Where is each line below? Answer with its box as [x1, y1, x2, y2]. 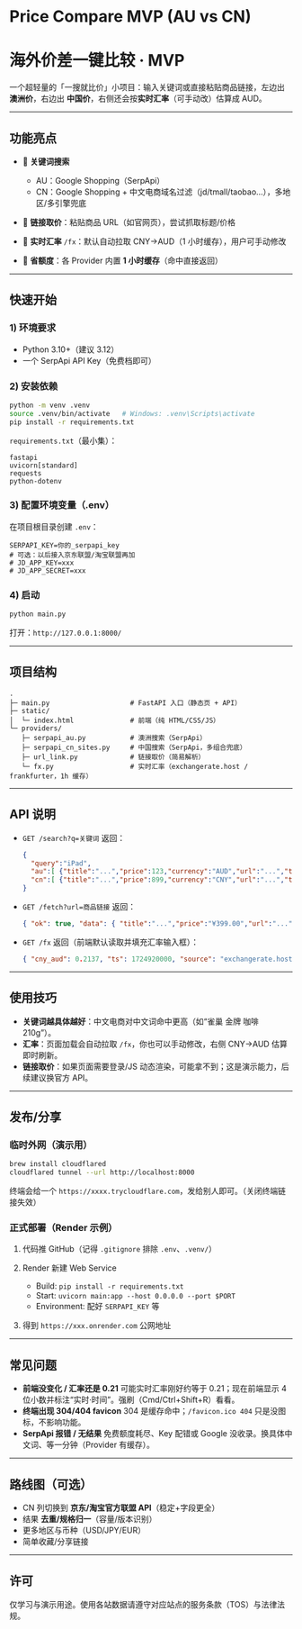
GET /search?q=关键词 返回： [22, 832, 126, 843]
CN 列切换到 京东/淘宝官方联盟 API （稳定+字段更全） [22, 1502, 220, 1513]
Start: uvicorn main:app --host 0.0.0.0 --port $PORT [35, 1290, 236, 1301]
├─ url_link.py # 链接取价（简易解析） [21, 752, 205, 762]
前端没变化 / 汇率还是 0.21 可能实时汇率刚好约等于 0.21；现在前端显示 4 [22, 1383, 288, 1394]
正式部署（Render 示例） [9, 1221, 118, 1234]
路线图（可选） [9, 1477, 93, 1492]
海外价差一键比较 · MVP [9, 50, 185, 71]
